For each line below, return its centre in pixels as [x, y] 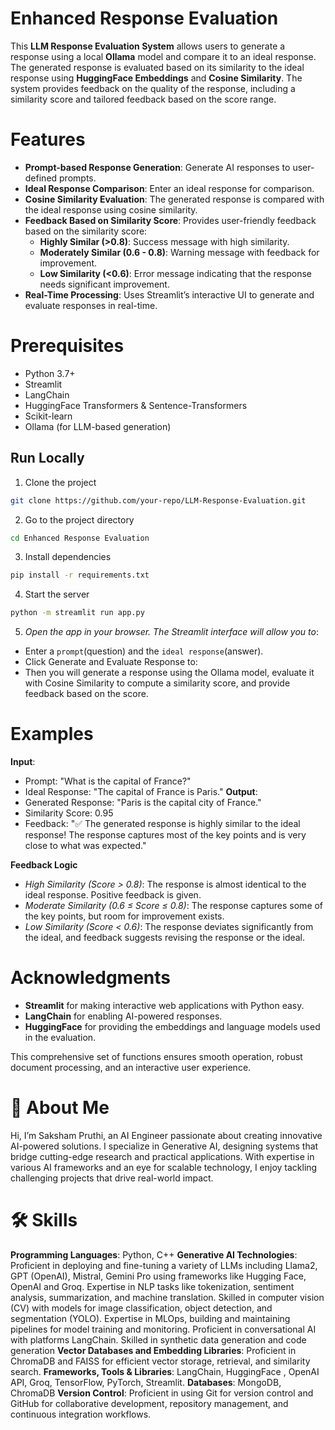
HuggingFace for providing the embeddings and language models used [172, 1026]
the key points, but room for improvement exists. [124, 916]
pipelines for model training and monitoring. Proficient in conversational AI [163, 1329]
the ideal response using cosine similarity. [111, 209]
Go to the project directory [79, 519]
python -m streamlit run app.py [77, 613]
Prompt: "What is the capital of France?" [108, 781]
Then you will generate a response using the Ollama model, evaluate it [169, 673]
